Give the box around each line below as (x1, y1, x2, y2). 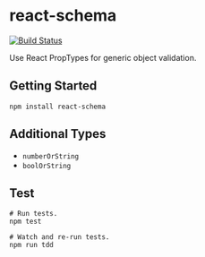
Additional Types (9, 126, 107, 141)
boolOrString (21, 161, 72, 170)
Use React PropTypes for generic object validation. (9, 52, 197, 63)
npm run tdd (9, 241, 54, 250)
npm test (9, 217, 42, 227)
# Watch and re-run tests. (9, 233, 110, 242)
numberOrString (21, 151, 80, 161)
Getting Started (9, 78, 98, 94)
